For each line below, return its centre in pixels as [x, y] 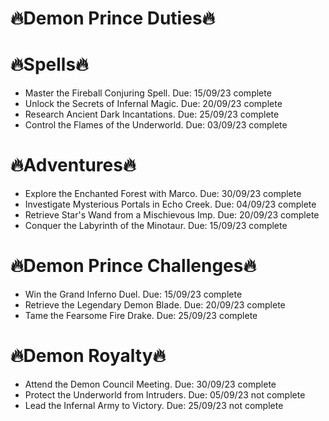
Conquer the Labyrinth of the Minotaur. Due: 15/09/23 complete [156, 226]
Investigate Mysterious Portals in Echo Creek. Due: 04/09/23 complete [170, 204]
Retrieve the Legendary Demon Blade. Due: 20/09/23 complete [155, 305]
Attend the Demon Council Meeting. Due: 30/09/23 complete [150, 384]
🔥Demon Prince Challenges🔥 [133, 266]
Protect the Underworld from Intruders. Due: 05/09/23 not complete [165, 394]
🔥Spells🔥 [49, 64]
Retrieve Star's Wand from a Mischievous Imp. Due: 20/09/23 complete [172, 215]
